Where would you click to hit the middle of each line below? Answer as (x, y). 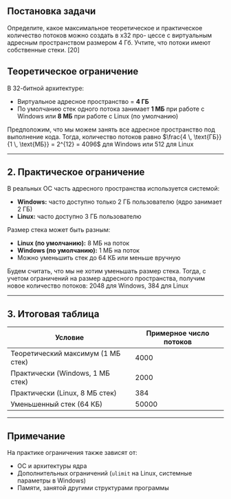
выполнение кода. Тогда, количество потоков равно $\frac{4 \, (100, 136)
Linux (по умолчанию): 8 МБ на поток (73, 243)
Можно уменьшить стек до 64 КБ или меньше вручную (99, 258)
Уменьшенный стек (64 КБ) (57, 404)
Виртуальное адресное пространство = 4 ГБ (83, 101)
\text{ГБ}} (208, 136)
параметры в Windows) (51, 480)
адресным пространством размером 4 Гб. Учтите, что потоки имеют (109, 42)
